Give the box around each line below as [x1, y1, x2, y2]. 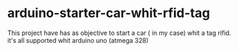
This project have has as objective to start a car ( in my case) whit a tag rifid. [7, 28, 232, 37]
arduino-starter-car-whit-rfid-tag [7, 5, 210, 21]
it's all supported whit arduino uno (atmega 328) [7, 36, 149, 44]
